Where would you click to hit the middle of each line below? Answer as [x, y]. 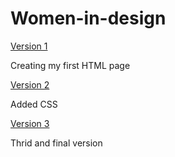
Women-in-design [88, 18]
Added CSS [34, 104]
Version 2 [30, 84]
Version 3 [30, 123]
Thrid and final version [56, 143]
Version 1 [29, 46]
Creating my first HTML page [70, 65]
